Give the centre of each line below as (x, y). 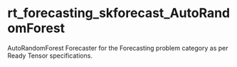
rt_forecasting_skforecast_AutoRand (119, 13)
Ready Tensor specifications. (50, 56)
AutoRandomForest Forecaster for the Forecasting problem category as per (118, 48)
